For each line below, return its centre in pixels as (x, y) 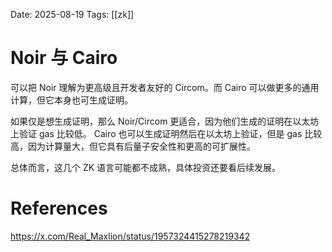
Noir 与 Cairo (64, 58)
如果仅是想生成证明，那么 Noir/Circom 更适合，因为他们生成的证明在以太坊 (165, 121)
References (59, 208)
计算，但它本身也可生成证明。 (71, 100)
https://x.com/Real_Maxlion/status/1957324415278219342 (130, 236)
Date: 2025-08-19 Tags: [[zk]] (72, 14)
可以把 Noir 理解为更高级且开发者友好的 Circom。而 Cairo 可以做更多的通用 (165, 87)
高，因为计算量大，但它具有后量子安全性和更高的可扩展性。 (133, 146)
